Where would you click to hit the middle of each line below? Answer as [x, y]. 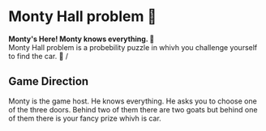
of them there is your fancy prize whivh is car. [85, 118]
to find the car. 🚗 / [39, 56]
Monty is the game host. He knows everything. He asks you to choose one [133, 101]
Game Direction [49, 81]
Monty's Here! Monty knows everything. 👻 [82, 39]
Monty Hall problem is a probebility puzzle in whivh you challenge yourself [133, 47]
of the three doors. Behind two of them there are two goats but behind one [133, 109]
